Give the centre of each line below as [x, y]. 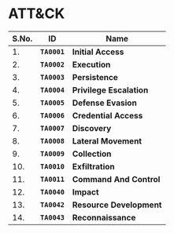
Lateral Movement [107, 140]
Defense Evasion [105, 103]
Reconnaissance [104, 217]
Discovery [92, 128]
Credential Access [107, 115]
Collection [92, 154]
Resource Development [117, 205]
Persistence [95, 77]
